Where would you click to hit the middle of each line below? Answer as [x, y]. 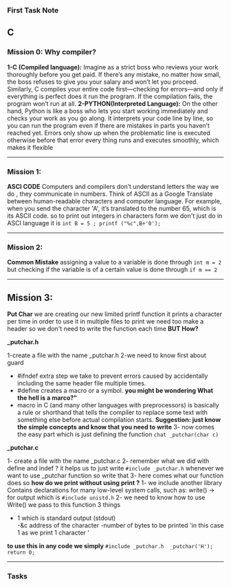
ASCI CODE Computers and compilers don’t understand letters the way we [113, 186]
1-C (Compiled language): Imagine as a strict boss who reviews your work [113, 67]
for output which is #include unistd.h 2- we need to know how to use [106, 497]
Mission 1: [24, 172]
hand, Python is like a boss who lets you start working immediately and [108, 111]
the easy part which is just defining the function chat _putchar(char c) [118, 434]
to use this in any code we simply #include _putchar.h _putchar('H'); [110, 546]
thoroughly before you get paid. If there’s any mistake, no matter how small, [114, 74]
